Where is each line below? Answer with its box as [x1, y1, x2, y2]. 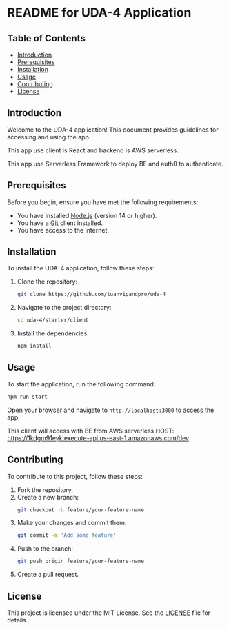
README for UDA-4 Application [7, 5, 192, 21]
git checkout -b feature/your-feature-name [17, 506, 145, 513]
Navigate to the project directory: [17, 304, 112, 312]
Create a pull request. [17, 571, 79, 579]
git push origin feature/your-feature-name [17, 558, 145, 565]
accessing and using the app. [7, 132, 91, 141]
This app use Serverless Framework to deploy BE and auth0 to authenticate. [7, 159, 223, 168]
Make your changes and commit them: [17, 519, 127, 527]
